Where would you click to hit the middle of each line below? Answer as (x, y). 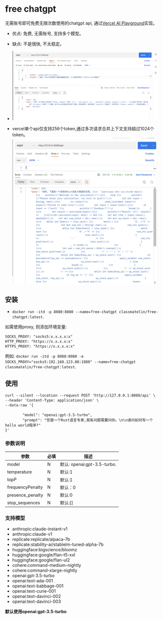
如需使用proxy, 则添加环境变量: (36, 327)
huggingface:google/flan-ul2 (41, 560)
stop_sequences (24, 502)
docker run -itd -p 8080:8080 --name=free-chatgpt (64, 312)
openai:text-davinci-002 (36, 597)
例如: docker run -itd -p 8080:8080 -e (44, 356)
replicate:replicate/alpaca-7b (41, 539)
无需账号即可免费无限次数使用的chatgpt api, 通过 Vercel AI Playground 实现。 (81, 23)
